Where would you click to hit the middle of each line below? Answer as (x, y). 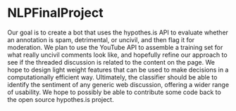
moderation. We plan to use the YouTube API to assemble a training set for (115, 47)
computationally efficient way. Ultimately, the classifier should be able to (112, 77)
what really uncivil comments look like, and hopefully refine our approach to (117, 55)
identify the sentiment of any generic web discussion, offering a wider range (118, 84)
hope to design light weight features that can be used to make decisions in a (118, 70)
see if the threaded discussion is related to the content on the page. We (111, 62)
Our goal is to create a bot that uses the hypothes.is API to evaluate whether (118, 32)
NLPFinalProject (55, 13)
